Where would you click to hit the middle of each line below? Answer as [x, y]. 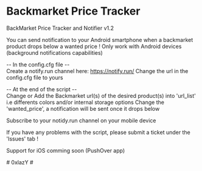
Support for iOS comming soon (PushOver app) [66, 150]
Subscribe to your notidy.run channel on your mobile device [81, 120]
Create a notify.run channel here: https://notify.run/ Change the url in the [97, 71]
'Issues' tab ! [22, 139]
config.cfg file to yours [35, 77]
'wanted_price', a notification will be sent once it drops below [83, 108]
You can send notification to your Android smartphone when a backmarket [100, 40]
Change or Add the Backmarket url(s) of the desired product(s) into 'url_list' [101, 96]
